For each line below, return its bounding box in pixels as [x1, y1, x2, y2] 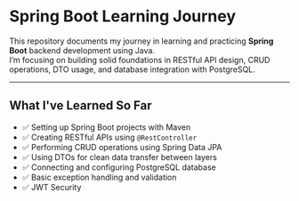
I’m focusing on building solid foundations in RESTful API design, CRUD [9, 54, 271, 65]
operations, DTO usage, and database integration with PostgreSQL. [9, 64, 255, 75]
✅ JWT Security [21, 181, 82, 192]
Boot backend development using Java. [9, 44, 156, 55]
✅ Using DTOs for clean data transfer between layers [21, 151, 218, 162]
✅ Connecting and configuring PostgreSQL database [21, 162, 216, 173]
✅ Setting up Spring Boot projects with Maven [21, 122, 191, 133]
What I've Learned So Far [9, 98, 153, 113]
